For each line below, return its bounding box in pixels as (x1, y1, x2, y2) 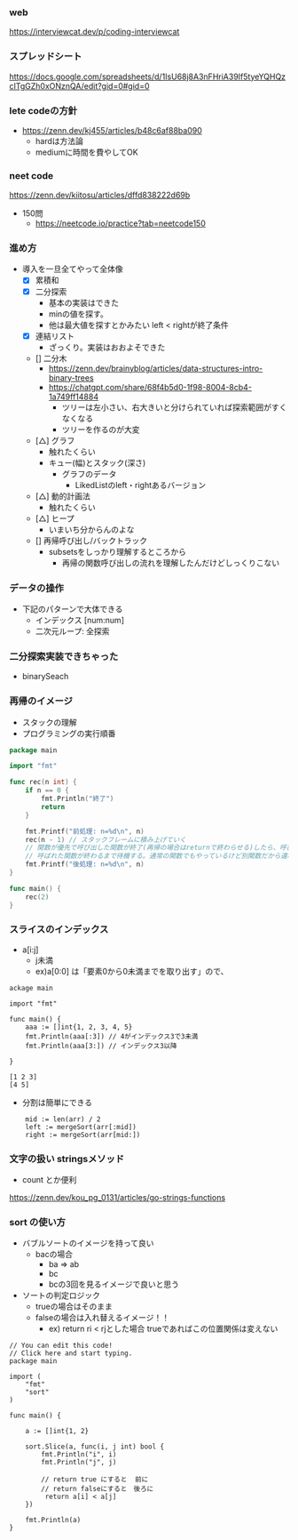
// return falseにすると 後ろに (41, 1485, 153, 1494)
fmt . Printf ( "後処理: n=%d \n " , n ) (25, 860, 145, 869)
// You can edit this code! (9, 1341, 114, 1351)
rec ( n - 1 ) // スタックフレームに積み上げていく (25, 835, 186, 844)
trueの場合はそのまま (35, 1301, 113, 1312)
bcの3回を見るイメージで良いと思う (48, 1279, 180, 1290)
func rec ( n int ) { (9, 778, 77, 787)
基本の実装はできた (48, 297, 120, 308)
